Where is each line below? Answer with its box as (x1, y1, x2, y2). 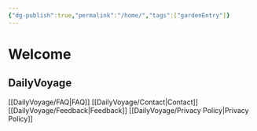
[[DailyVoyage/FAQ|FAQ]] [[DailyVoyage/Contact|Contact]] (8, 97, 199, 107)
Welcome (8, 45, 72, 63)
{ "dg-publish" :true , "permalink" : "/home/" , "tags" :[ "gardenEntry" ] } (8, 11, 230, 20)
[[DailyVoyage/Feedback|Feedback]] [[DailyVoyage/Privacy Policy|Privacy (8, 105, 249, 115)
